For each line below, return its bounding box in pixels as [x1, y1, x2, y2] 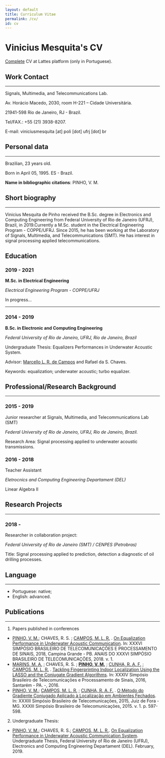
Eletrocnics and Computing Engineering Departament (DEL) [5, 477, 126, 483]
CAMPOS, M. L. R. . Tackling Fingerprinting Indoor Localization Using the [12, 666, 160, 672]
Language [5, 570, 37, 579]
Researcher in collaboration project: [5, 532, 78, 538]
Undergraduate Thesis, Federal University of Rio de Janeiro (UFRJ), [12, 738, 149, 744]
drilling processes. [5, 557, 43, 563]
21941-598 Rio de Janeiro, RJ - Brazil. [5, 109, 82, 115]
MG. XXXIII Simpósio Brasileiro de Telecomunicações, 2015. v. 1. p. [12, 703, 147, 709]
